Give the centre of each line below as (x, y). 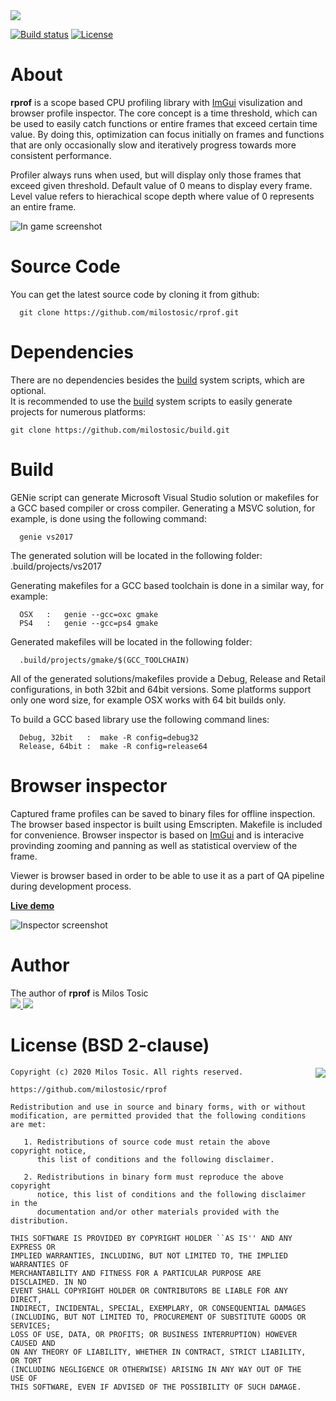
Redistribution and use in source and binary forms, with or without (158, 1107)
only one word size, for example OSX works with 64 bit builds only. (148, 700)
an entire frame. (43, 206)
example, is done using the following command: (108, 518)
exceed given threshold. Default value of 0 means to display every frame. (161, 185)
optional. (28, 390)
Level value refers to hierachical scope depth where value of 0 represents (162, 196)
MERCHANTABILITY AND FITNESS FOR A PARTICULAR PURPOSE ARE (136, 1273)
